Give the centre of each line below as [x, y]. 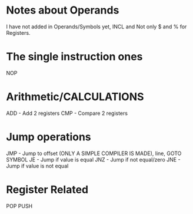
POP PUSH [19, 206]
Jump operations [49, 137]
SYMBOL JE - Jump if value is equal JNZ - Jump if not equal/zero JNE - [93, 159]
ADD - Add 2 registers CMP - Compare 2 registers [67, 113]
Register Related [47, 190]
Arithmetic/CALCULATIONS [75, 97]
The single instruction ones [74, 57]
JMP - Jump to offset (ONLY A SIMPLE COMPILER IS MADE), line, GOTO [94, 153]
